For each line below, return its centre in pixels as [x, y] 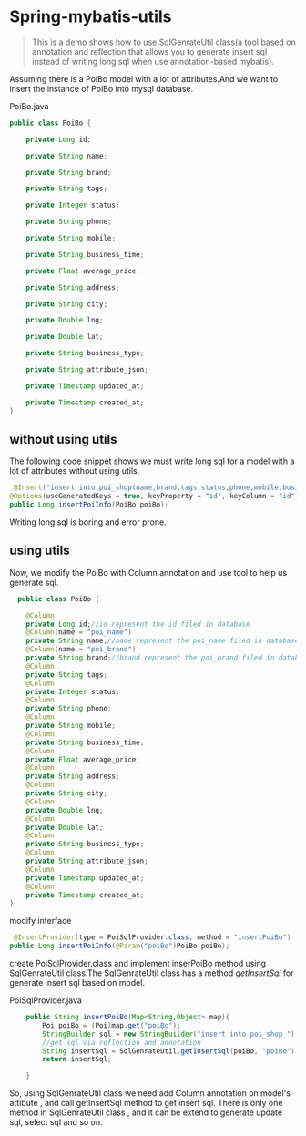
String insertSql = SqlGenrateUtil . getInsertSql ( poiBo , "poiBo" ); [171, 1051]
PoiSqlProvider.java [46, 1000]
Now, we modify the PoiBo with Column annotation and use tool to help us [148, 572]
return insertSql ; [77, 1059]
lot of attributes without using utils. [75, 471]
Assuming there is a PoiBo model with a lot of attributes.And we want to [144, 78]
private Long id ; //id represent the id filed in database [138, 624]
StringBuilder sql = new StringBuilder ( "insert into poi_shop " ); [171, 1034]
